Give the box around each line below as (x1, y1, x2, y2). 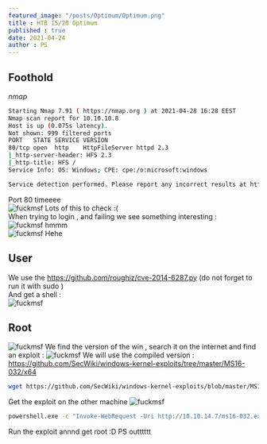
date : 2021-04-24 (8, 33, 66, 42)
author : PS (8, 41, 48, 49)
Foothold (8, 71, 54, 84)
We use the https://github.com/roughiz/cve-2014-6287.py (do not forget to (8, 272, 253, 282)
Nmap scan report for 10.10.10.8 (8, 114, 119, 122)
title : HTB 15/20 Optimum (8, 19, 98, 27)
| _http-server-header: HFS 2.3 (8, 152, 112, 160)
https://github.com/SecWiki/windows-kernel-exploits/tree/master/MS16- (8, 359, 246, 369)
